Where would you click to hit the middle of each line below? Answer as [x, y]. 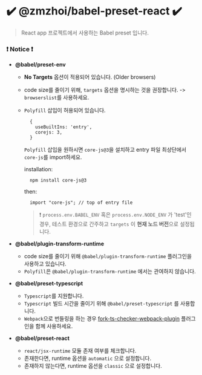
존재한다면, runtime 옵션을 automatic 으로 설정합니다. [88, 358]
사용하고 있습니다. [45, 264]
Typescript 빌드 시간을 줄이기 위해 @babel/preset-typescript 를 [102, 304]
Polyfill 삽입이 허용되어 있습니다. [65, 110]
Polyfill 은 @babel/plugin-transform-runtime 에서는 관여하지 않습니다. [110, 272]
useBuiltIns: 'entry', [64, 127]
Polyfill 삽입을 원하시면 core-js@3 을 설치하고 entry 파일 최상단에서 [105, 150]
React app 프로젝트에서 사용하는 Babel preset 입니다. [85, 33]
